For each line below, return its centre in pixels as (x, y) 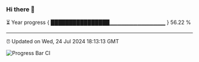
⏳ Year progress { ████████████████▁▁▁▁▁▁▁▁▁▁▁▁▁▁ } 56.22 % (99, 22)
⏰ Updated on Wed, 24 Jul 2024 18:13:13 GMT (63, 42)
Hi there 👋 (21, 9)
